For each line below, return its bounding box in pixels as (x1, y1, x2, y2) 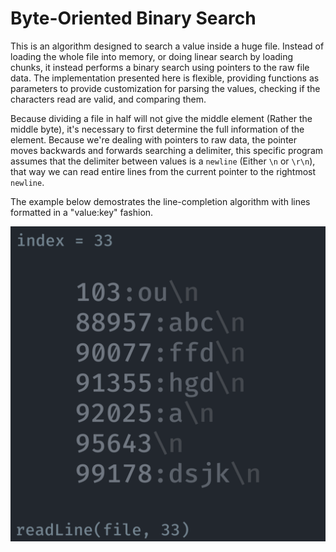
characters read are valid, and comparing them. (10, 93, 207, 105)
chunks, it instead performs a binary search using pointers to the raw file (10, 61, 310, 73)
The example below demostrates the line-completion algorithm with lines (10, 195, 311, 207)
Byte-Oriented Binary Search (10, 7, 257, 30)
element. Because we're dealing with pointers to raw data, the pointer (10, 133, 298, 146)
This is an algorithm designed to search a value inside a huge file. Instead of (10, 40, 325, 52)
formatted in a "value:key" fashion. (10, 206, 154, 218)
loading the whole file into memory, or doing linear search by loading (10, 50, 294, 62)
